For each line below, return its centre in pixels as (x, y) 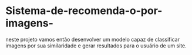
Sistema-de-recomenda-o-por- (84, 11)
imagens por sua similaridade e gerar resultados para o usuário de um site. (96, 46)
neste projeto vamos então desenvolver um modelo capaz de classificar (93, 39)
